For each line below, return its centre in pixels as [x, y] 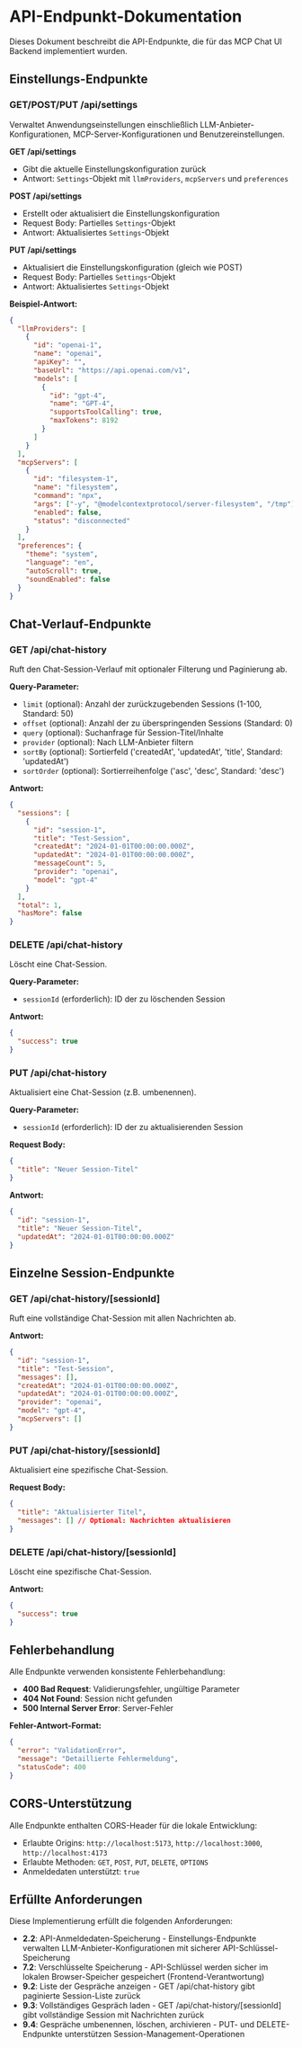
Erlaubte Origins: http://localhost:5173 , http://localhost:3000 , [142, 1843]
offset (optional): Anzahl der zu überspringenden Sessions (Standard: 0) [157, 723]
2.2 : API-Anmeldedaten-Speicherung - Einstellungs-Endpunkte [139, 1938]
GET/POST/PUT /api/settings [74, 105]
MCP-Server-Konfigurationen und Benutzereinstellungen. [179, 134]
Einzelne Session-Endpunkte [92, 1273]
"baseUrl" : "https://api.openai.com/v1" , [112, 370]
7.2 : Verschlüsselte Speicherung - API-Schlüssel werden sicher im [145, 1967]
